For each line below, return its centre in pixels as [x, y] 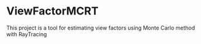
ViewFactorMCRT [53, 11]
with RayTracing [27, 34]
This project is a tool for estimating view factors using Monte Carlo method [101, 28]
